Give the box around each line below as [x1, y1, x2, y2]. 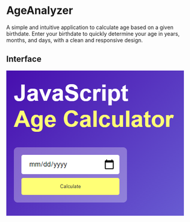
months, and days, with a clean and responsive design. [6, 36, 143, 44]
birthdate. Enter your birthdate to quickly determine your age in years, [6, 30, 180, 37]
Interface [6, 54, 42, 64]
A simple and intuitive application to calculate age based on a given [6, 24, 174, 31]
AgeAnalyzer [6, 4, 74, 18]
